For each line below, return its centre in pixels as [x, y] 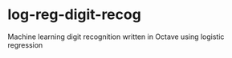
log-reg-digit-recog [74, 15]
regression [25, 44]
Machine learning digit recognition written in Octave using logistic [116, 37]
